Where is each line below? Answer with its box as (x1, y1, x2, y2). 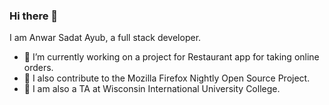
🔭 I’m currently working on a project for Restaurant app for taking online (23, 51, 320, 63)
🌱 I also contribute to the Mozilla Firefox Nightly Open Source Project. (23, 72, 311, 84)
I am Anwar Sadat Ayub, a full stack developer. (9, 32, 202, 44)
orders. (23, 62, 54, 74)
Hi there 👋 (9, 9, 59, 23)
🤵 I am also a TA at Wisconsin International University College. (23, 83, 281, 95)
